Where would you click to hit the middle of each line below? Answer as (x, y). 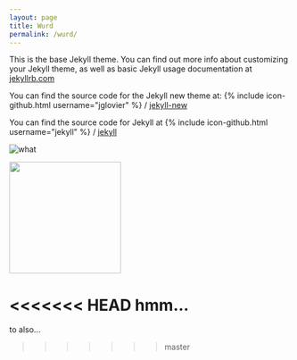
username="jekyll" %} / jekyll (63, 132)
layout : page (33, 17)
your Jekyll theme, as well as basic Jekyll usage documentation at (131, 69)
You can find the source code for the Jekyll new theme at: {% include (137, 96)
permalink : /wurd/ (43, 34)
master (177, 347)
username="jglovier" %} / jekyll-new (120, 105)
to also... (25, 330)
